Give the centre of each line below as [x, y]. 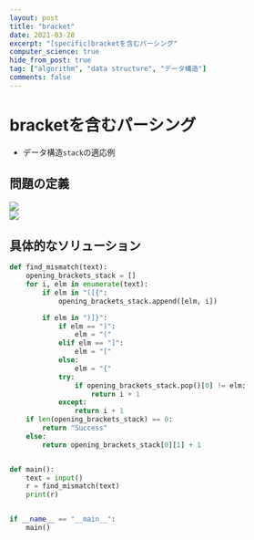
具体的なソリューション [75, 246]
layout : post [34, 18]
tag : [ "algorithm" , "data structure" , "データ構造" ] [108, 69]
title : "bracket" [42, 26]
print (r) [42, 495]
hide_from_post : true [51, 60]
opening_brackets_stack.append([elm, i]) [138, 301]
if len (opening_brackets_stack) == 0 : [99, 420]
